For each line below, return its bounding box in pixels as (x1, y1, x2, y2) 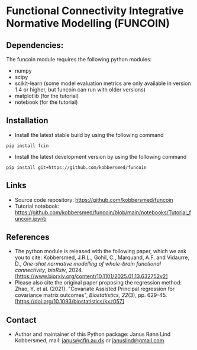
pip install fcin (6, 143, 49, 149)
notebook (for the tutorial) (14, 99, 78, 106)
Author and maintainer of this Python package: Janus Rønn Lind (14, 331, 171, 338)
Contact (6, 315, 37, 325)
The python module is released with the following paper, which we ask (14, 248, 187, 255)
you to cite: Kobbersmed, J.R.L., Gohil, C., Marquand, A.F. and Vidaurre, (14, 254, 190, 261)
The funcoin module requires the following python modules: (6, 56, 152, 63)
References (6, 232, 50, 243)
